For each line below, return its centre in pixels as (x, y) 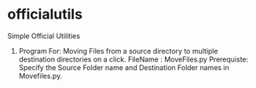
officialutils (45, 14)
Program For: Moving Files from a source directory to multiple (118, 51)
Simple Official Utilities (44, 36)
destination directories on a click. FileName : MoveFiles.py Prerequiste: (133, 59)
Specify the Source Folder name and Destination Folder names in (124, 67)
